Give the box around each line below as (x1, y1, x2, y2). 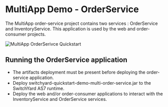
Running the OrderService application (5, 56, 128, 64)
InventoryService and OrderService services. (12, 96, 108, 102)
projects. (27, 31, 46, 37)
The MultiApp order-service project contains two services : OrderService (5, 20, 158, 26)
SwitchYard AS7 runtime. (12, 85, 64, 91)
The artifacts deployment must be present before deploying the (12, 69, 146, 75)
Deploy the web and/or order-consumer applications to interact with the (12, 90, 163, 97)
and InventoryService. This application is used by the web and (5, 25, 136, 31)
